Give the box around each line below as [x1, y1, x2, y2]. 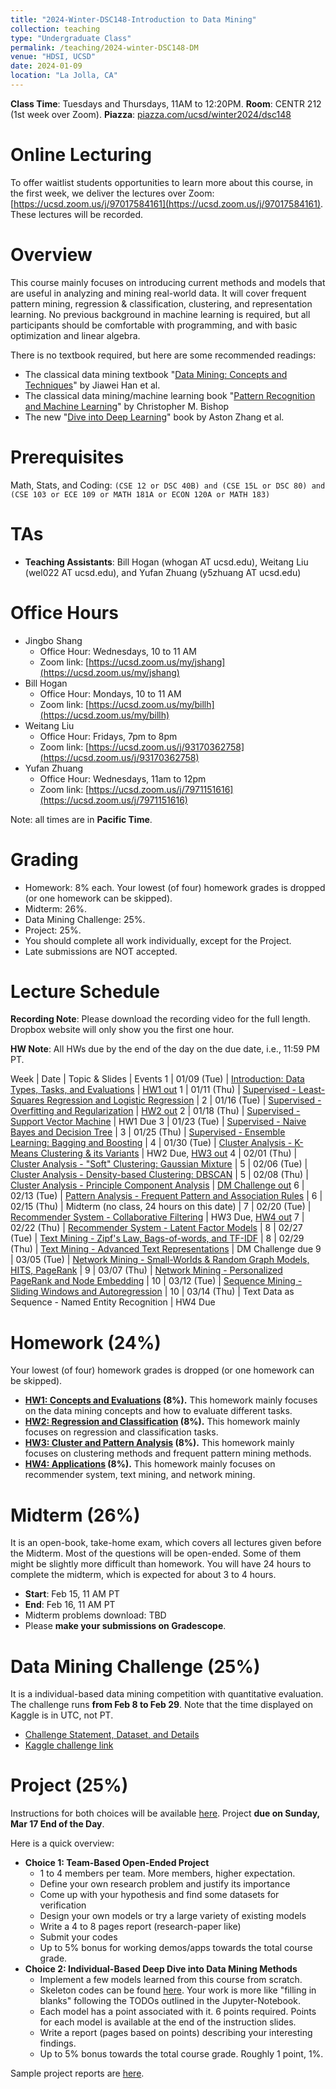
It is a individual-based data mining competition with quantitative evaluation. [10, 1688, 324, 1700]
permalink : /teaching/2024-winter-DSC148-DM [10, 42, 199, 53]
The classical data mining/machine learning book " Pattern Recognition [24, 389, 316, 401]
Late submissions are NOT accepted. [24, 945, 178, 957]
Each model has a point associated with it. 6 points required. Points [39, 2006, 317, 2018]
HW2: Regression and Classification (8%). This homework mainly [24, 1416, 301, 1428]
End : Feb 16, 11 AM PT [24, 1599, 116, 1611]
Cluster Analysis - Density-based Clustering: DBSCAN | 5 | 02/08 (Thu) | [10, 1169, 309, 1181]
